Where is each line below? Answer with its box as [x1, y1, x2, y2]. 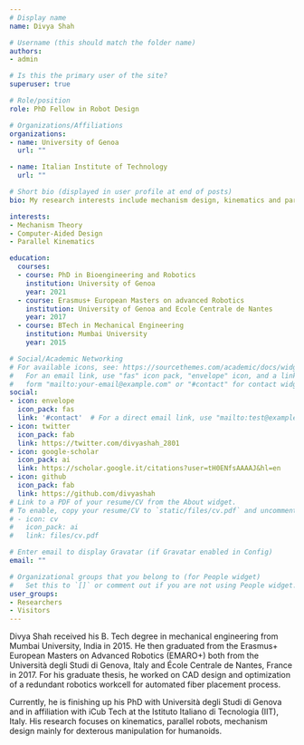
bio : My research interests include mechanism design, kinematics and [9, 196, 281, 205]
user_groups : [9, 589, 59, 598]
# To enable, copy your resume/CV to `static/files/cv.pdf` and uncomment [9, 506, 298, 515]
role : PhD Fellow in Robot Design [9, 104, 140, 113]
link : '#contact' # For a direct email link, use [17, 413, 213, 422]
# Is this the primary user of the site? [9, 72, 168, 81]
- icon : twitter [9, 421, 71, 431]
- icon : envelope [9, 396, 75, 406]
